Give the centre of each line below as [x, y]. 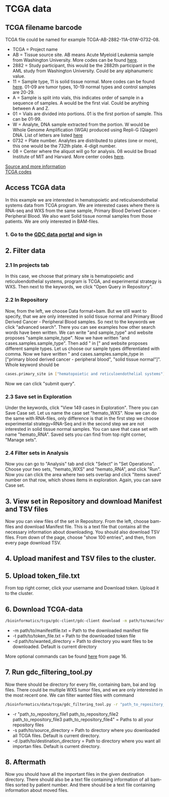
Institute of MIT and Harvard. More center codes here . [68, 157]
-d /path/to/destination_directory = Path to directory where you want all [87, 741]
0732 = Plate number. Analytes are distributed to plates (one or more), [85, 140]
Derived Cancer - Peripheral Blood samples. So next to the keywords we [80, 322]
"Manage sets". [21, 439]
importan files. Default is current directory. [56, 746]
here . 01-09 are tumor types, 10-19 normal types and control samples [84, 87]
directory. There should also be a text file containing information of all [77, 780]
